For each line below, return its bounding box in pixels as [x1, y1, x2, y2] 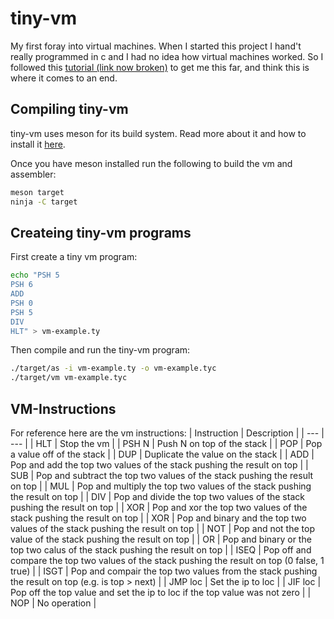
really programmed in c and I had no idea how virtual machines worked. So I [10, 50, 324, 62]
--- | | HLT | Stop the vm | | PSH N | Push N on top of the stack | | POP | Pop [10, 438, 323, 449]
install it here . [10, 138, 66, 150]
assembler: [10, 168, 57, 180]
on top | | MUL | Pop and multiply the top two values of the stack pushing [10, 480, 312, 492]
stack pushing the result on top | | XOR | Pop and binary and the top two [10, 512, 307, 524]
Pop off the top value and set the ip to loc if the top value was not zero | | [10, 587, 312, 598]
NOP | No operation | [10, 597, 97, 609]
